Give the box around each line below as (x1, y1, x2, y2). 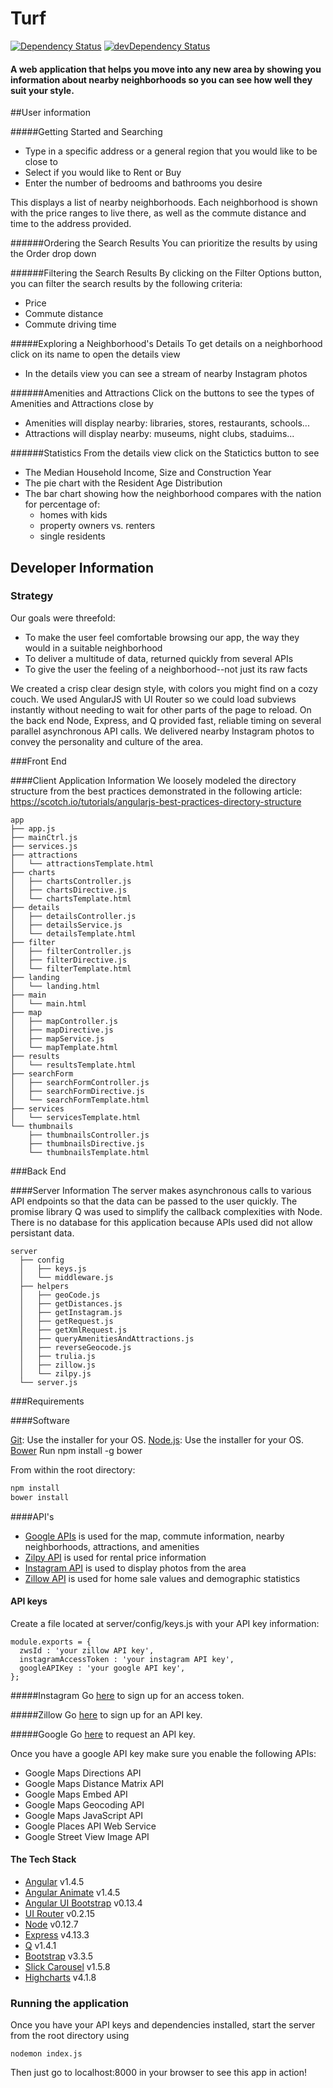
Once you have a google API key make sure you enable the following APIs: (10, 1747, 317, 1759)
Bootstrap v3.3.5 (24, 1950, 94, 1962)
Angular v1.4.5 (24, 1875, 85, 1887)
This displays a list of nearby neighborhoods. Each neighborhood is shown (10, 197, 318, 209)
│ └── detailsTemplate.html (10, 928, 137, 939)
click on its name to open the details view (10, 348, 181, 361)
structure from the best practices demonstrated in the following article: (10, 785, 303, 797)
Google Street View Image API (24, 1830, 150, 1842)
